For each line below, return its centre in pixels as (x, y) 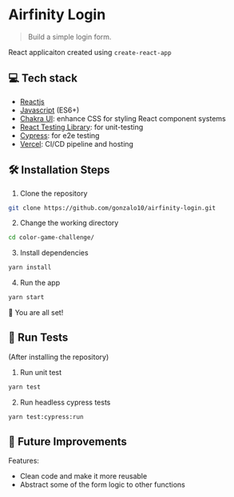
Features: (24, 461)
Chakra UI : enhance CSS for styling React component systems (123, 118)
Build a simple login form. (69, 37)
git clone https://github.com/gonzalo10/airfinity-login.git (112, 208)
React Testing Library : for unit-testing (81, 127)
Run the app (40, 283)
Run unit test (41, 372)
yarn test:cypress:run (46, 416)
